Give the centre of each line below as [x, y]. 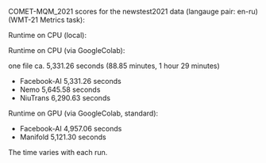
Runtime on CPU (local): [48, 35]
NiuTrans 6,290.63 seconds [65, 98]
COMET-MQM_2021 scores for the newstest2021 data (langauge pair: [122, 11]
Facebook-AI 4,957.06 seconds [71, 129]
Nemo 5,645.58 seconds [60, 89]
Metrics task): [62, 20]
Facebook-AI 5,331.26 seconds [70, 81]
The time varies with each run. [58, 152]
